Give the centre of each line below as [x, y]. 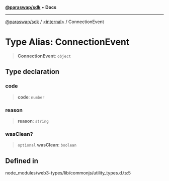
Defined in [22, 161]
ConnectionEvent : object [44, 56]
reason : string [33, 121]
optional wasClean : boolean [47, 145]
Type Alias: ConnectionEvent [67, 42]
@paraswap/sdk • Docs [31, 7]
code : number [31, 97]
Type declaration [32, 72]
